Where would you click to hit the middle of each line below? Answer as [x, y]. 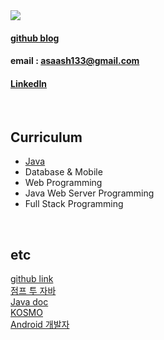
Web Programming [63, 183]
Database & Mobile [63, 172]
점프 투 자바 [33, 291]
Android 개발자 [40, 325]
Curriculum [46, 137]
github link [32, 279]
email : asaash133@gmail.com [75, 61]
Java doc [29, 302]
